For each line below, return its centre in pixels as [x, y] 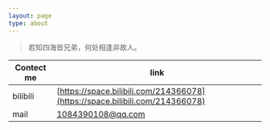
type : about [28, 23]
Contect [31, 67]
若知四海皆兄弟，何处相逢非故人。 [84, 47]
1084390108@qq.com [101, 114]
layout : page [30, 16]
